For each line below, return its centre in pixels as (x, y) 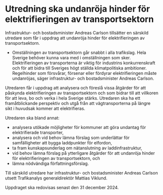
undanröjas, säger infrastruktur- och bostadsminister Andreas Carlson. (83, 78)
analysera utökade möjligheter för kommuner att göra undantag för (79, 127)
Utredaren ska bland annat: (32, 118)
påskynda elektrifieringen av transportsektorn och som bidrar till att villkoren (82, 93)
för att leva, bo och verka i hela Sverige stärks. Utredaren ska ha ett (73, 98)
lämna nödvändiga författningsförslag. (50, 163)
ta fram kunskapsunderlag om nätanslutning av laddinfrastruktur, (77, 148)
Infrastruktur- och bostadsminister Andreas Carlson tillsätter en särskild (77, 33)
